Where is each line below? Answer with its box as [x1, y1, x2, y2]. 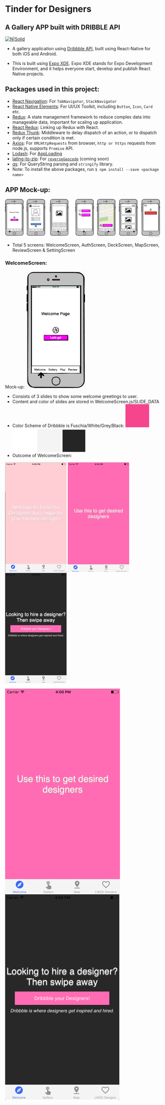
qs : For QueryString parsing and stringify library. [12, 161, 114, 167]
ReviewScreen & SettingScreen [12, 247, 75, 253]
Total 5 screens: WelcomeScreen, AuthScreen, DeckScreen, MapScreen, [12, 242, 160, 248]
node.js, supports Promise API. [12, 145, 74, 151]
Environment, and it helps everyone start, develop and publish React [12, 65, 151, 71]
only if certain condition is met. [12, 134, 75, 141]
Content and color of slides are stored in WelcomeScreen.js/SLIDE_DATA [12, 398, 160, 404]
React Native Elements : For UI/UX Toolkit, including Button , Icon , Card [12, 103, 153, 109]
